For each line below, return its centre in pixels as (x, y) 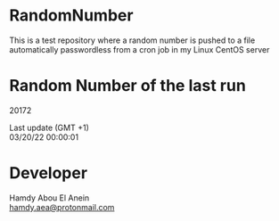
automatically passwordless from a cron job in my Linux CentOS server (139, 49)
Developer (48, 173)
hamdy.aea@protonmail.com (62, 207)
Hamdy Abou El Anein (49, 198)
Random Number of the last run (128, 86)
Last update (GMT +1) (49, 127)
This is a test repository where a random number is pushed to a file (132, 40)
